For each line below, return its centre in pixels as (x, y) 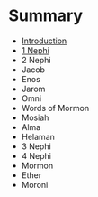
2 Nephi (36, 60)
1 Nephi (36, 50)
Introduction (44, 41)
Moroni (35, 184)
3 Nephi (36, 146)
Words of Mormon (55, 108)
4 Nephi (36, 155)
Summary (45, 16)
